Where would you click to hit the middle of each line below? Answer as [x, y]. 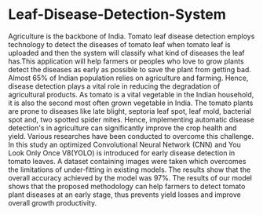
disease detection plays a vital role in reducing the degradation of [114, 86]
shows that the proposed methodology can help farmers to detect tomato [127, 186]
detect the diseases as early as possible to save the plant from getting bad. [130, 69]
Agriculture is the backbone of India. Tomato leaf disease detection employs [131, 36]
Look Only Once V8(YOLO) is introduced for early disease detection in [122, 153]
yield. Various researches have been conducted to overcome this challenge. [131, 136]
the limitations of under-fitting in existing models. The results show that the [130, 169]
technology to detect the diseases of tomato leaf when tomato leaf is [119, 44]
